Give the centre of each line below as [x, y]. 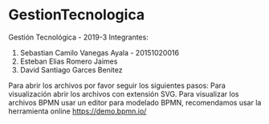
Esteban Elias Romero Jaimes [69, 61]
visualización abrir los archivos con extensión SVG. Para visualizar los [124, 93]
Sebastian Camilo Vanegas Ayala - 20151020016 [99, 52]
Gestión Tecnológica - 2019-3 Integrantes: [78, 37]
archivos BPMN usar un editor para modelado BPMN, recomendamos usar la [135, 102]
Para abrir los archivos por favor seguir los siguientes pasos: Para [117, 85]
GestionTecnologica [77, 15]
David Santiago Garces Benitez [71, 69]
